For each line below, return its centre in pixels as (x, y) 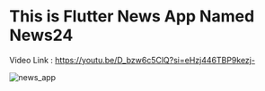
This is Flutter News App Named (132, 17)
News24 (41, 35)
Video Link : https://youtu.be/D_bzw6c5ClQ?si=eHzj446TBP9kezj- (132, 60)
